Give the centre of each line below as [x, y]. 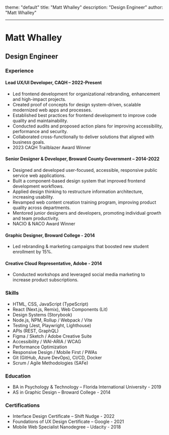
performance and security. [40, 131]
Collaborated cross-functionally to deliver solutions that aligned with [83, 137]
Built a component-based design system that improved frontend [79, 180]
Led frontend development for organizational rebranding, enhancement [86, 94]
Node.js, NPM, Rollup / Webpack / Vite [52, 320]
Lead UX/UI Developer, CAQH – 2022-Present [54, 83]
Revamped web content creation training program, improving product [84, 202]
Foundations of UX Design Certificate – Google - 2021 [68, 422]
